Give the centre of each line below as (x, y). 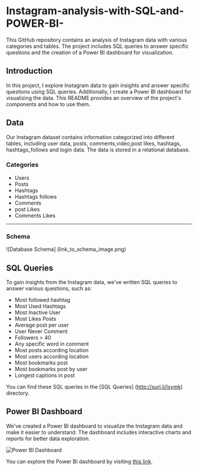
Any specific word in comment (52, 344)
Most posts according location (52, 350)
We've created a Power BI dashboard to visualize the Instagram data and (94, 426)
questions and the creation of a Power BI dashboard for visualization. (90, 52)
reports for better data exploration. (48, 438)
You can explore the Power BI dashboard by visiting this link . (80, 461)
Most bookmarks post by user (51, 369)
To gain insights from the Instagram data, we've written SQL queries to (92, 282)
